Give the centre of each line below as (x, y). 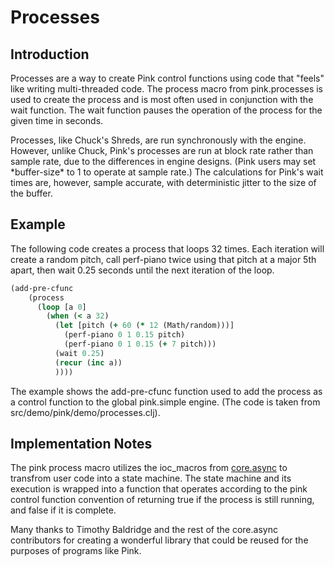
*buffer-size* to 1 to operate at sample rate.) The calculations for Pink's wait (167, 172)
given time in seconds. (57, 120)
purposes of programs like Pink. (76, 551)
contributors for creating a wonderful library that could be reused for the (159, 540)
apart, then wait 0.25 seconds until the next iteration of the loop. (142, 270)
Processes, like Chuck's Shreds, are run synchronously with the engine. (158, 140)
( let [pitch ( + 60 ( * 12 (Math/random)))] (144, 326)
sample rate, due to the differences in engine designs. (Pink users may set (163, 161)
